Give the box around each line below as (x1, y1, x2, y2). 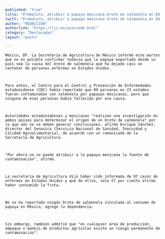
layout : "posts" (5, 35, 39, 40)
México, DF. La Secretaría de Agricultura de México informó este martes (5, 52, 161, 57)
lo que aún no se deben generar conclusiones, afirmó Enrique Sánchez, (5, 122, 156, 127)
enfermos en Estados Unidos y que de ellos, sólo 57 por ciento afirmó (5, 178, 156, 183)
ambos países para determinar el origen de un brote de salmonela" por (5, 117, 156, 123)
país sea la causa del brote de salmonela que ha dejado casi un (5, 61, 142, 66)
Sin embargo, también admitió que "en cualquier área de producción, (5, 221, 152, 227)
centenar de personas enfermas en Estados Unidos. (5, 65, 112, 71)
